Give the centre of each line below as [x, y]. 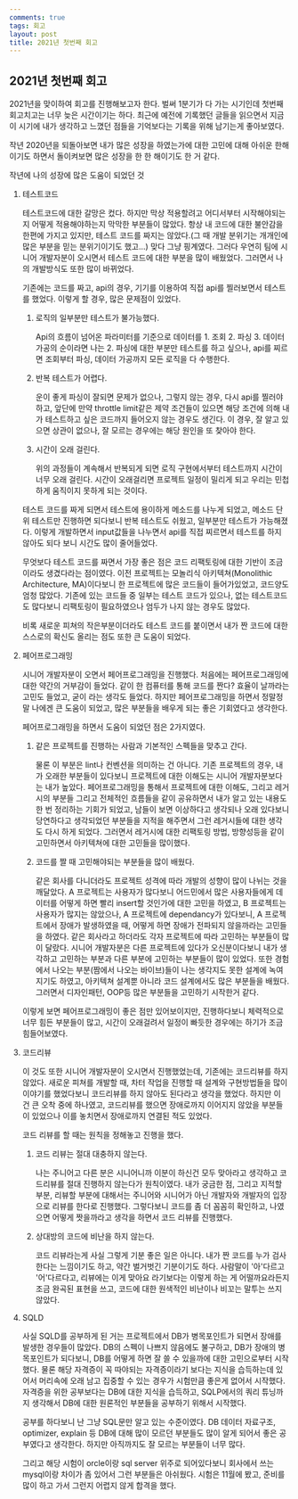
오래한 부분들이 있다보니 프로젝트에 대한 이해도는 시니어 [141, 776]
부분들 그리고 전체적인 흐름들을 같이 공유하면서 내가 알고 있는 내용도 [169, 798]
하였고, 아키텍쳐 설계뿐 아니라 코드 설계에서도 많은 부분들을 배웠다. [174, 981]
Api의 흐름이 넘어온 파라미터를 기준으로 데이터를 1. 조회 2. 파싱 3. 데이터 [160, 337]
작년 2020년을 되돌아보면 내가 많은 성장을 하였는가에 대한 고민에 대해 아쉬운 [141, 145]
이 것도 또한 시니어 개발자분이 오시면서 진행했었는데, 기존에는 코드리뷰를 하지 [155, 1072]
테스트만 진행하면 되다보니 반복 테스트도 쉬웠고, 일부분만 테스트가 [145, 521]
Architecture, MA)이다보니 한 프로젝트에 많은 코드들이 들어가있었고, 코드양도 [155, 584]
